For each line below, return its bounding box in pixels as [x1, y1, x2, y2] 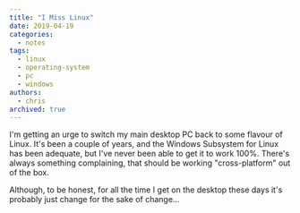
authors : [9, 88, 42, 97]
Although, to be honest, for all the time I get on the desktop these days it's [9, 184, 283, 195]
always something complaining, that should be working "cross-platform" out [9, 158, 291, 168]
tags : [9, 47, 30, 55]
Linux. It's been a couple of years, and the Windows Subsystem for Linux [9, 139, 279, 149]
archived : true [9, 105, 66, 114]
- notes [17, 38, 47, 47]
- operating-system [17, 64, 90, 72]
